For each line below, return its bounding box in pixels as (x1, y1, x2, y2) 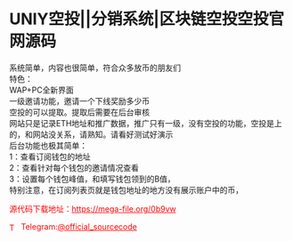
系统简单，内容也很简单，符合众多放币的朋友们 (9, 62, 181, 73)
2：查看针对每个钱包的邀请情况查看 (9, 162, 140, 173)
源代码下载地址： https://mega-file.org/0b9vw (9, 203, 176, 214)
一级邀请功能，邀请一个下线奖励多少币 (9, 95, 150, 106)
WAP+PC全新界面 (9, 84, 74, 95)
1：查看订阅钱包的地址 (9, 151, 91, 162)
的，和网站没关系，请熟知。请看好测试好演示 (9, 129, 174, 140)
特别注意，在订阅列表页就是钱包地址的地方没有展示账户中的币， (9, 184, 243, 195)
